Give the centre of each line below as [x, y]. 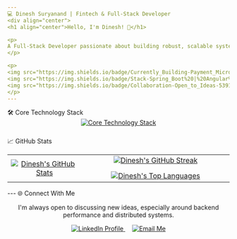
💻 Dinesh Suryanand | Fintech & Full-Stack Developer [89, 14]
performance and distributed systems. [119, 215]
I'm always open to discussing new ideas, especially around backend [119, 208]
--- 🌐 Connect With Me [41, 193]
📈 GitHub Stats [30, 141]
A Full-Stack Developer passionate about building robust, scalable [110, 47]
